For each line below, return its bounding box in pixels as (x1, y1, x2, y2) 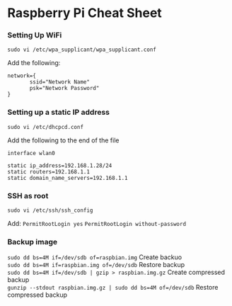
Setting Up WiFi (7, 30, 62, 40)
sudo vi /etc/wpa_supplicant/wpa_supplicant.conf (7, 46, 157, 54)
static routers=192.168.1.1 (7, 168, 91, 175)
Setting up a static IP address (7, 108, 110, 118)
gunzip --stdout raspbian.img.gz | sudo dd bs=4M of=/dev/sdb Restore (7, 283, 219, 292)
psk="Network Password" (29, 85, 100, 92)
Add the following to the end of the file (7, 136, 120, 144)
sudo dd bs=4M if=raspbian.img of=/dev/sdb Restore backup (7, 261, 185, 269)
